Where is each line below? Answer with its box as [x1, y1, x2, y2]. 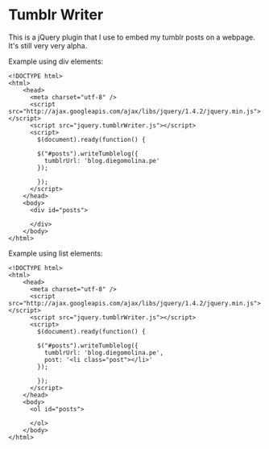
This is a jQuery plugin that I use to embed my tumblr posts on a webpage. [8, 32, 255, 42]
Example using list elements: [8, 248, 103, 258]
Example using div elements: [8, 56, 104, 66]
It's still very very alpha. [8, 40, 88, 50]
